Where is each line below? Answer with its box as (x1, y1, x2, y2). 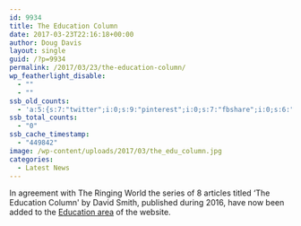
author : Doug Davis (9, 38, 82, 48)
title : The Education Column (9, 22, 118, 30)
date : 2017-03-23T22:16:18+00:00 (9, 30, 134, 39)
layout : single (9, 47, 66, 56)
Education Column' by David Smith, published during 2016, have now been (9, 197, 285, 208)
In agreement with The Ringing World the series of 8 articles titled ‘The (9, 187, 271, 198)
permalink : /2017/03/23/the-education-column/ (9, 64, 186, 73)
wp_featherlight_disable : (9, 72, 106, 81)
